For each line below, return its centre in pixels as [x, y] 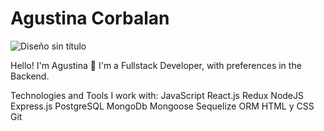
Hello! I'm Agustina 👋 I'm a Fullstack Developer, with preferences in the [156, 65]
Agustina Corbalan [90, 18]
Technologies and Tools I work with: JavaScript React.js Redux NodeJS [157, 95]
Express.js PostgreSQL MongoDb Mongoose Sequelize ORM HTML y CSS [162, 106]
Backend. [30, 76]
